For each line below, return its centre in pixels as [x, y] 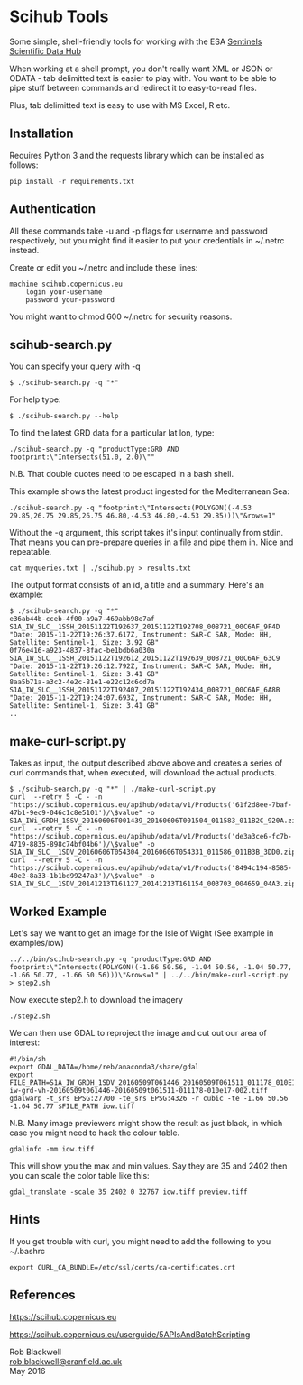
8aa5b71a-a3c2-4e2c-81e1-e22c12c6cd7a [82, 683]
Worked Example [58, 911]
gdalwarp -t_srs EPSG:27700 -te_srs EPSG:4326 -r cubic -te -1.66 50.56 [149, 1098]
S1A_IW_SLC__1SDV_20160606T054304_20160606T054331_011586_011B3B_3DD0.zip [153, 853]
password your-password [70, 299]
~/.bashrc [28, 1251]
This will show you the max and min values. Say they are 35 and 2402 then [148, 1166]
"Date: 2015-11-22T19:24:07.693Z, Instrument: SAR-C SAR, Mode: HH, [141, 698]
